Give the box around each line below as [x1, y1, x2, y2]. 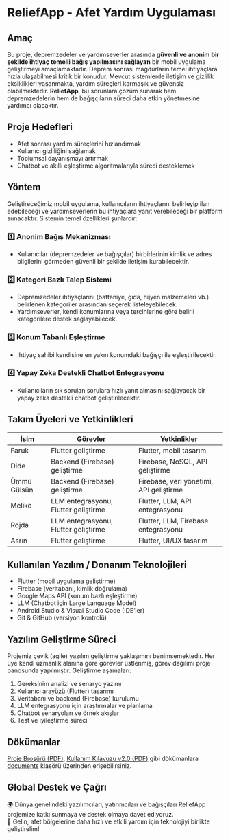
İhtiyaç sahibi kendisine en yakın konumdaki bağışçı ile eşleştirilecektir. [16, 350, 217, 359]
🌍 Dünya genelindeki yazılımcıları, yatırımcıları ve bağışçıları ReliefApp [7, 800, 206, 808]
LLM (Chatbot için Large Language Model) [16, 599, 137, 607]
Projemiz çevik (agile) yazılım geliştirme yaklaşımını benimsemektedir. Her [7, 652, 216, 660]
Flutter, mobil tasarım [138, 445, 207, 455]
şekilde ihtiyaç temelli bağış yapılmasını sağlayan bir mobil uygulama [7, 58, 206, 66]
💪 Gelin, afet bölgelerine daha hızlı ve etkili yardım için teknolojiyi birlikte [7, 817, 210, 826]
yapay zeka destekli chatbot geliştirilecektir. [16, 394, 141, 402]
